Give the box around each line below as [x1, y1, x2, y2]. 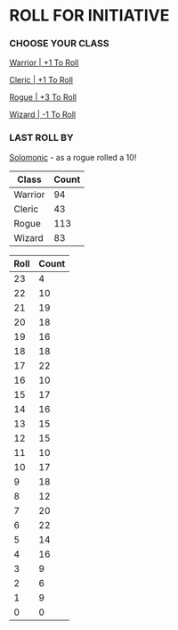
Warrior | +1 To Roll [9, 57, 79, 68]
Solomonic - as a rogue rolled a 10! [9, 152, 137, 162]
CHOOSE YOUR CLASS [9, 37, 109, 50]
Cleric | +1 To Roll [9, 75, 74, 86]
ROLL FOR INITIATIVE [9, 5, 170, 26]
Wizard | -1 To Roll [9, 109, 77, 120]
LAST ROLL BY [9, 131, 74, 144]
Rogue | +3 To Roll [9, 92, 77, 103]
